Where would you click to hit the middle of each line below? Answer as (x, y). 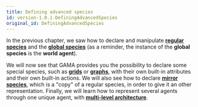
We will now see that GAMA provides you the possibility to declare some (97, 65)
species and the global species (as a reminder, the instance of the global (98, 47)
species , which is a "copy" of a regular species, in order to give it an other (99, 85)
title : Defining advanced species (50, 12)
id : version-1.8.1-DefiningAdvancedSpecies (62, 18)
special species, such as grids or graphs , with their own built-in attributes (99, 72)
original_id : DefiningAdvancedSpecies (55, 23)
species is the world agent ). (42, 53)
